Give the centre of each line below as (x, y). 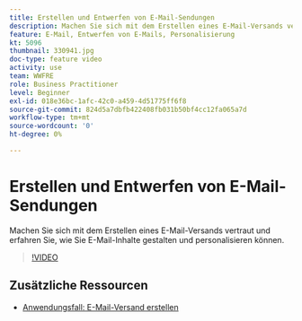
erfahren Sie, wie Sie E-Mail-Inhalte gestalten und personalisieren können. (147, 239)
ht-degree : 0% (36, 134)
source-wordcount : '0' (52, 126)
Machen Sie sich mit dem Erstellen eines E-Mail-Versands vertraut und (140, 230)
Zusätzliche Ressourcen (79, 286)
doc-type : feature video (56, 59)
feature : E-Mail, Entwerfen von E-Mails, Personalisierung (122, 34)
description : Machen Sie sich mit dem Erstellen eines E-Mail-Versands (146, 26)
